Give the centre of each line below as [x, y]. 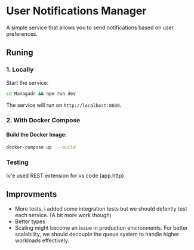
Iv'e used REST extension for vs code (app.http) [65, 175]
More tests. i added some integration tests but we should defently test [101, 209]
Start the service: [27, 82]
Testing [17, 162]
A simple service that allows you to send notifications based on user [90, 27]
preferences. [22, 33]
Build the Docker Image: [37, 135]
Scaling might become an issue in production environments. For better [101, 227]
